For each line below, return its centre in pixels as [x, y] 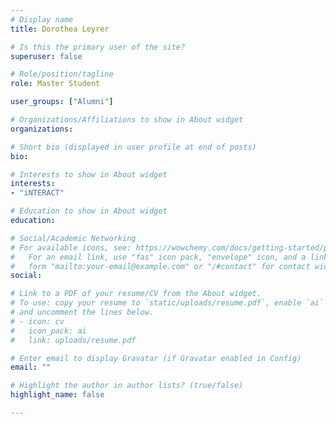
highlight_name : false [57, 395]
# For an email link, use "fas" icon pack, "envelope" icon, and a [158, 257]
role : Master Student [55, 84]
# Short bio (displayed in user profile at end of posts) [133, 147]
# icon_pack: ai [48, 331]
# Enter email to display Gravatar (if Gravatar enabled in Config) [156, 358]
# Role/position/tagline [62, 74]
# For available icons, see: [71, 247]
